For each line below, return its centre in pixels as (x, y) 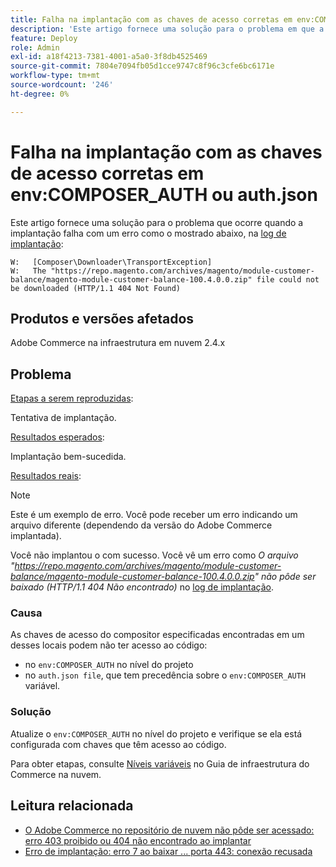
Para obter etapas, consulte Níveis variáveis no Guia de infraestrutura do (160, 763)
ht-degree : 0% (40, 94)
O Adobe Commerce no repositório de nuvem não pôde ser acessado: (169, 830)
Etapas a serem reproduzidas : (72, 398)
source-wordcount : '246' (62, 85)
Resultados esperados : (57, 437)
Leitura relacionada (72, 806)
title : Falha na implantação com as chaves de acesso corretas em (151, 19)
